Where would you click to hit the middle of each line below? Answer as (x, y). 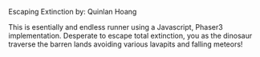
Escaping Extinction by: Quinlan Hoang (73, 12)
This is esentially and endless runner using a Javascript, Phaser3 (116, 27)
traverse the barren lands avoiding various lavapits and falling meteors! (126, 44)
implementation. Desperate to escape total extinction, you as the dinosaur (130, 36)
